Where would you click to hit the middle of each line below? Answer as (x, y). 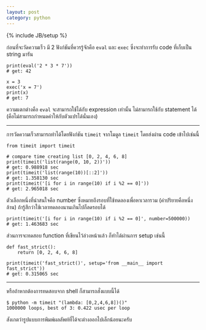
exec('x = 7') (25, 87)
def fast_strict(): (31, 247)
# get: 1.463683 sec (33, 224)
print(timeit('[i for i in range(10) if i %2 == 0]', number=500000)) (98, 218)
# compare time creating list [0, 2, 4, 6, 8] (67, 156)
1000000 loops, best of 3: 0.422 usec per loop (68, 308)
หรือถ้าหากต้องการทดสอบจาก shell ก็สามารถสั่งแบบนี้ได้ (63, 291)
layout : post (23, 12)
